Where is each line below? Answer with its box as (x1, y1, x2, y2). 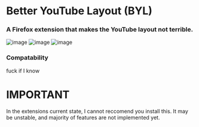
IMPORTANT (6, 88, 70, 101)
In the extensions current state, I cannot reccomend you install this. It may (6, 107, 188, 115)
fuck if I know (6, 67, 40, 74)
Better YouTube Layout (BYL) (6, 4, 152, 18)
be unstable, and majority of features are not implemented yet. (6, 114, 160, 121)
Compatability (6, 53, 49, 62)
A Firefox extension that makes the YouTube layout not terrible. (6, 26, 193, 34)
